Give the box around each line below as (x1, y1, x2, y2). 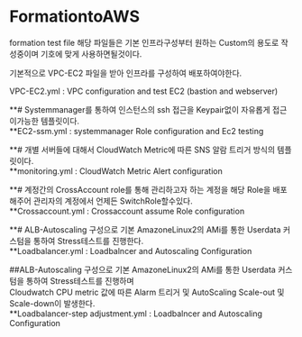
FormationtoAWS (9, 6, 140, 27)
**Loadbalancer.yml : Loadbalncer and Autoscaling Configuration (9, 245, 252, 256)
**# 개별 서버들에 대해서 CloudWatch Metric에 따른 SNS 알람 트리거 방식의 (9, 144, 276, 155)
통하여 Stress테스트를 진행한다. (32, 235, 144, 246)
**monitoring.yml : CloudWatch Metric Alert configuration (9, 165, 223, 177)
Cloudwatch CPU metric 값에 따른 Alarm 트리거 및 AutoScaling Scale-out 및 (9, 287, 285, 297)
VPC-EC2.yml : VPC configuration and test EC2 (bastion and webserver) (9, 86, 279, 96)
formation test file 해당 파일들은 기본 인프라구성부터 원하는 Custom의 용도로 (9, 37, 279, 48)
